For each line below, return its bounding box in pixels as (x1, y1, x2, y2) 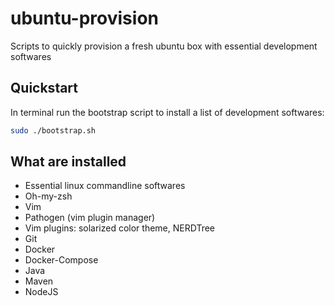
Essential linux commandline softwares (24, 180, 186, 192)
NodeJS (24, 286, 59, 298)
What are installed (10, 153, 127, 171)
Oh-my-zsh (24, 190, 73, 202)
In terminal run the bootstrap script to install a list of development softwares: (10, 106, 325, 118)
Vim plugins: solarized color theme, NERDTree (24, 222, 215, 234)
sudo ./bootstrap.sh (10, 125, 97, 136)
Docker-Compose (24, 254, 99, 266)
